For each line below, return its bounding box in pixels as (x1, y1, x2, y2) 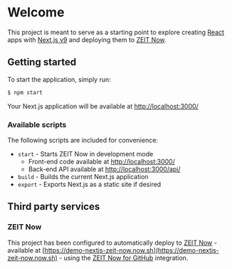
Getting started (7, 56, 77, 68)
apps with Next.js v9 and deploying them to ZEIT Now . (7, 35, 167, 44)
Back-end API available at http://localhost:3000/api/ (28, 165, 181, 173)
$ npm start (7, 88, 43, 96)
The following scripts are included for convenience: (7, 136, 159, 144)
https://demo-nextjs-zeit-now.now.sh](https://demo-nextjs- (44, 245, 219, 254)
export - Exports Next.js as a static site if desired (17, 180, 162, 188)
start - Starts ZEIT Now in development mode (17, 149, 154, 158)
